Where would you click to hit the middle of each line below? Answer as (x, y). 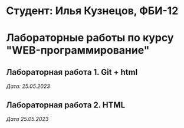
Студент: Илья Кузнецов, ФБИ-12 (92, 11)
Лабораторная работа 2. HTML (66, 105)
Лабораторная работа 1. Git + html (72, 72)
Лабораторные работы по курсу (90, 38)
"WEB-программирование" (78, 50)
